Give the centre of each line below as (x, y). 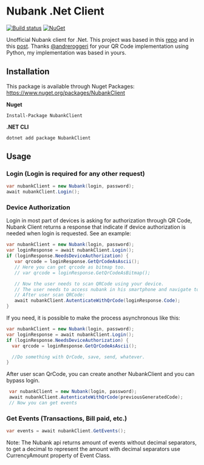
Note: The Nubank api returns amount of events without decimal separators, (102, 443)
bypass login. (23, 381)
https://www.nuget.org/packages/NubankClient (66, 93)
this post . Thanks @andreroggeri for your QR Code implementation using (98, 46)
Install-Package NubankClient (45, 115)
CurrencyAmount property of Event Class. (59, 455)
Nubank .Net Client (55, 11)
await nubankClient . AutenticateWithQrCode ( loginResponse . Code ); (97, 301)
